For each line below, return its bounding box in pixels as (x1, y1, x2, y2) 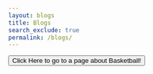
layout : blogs (8, 11, 55, 20)
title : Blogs (8, 19, 52, 27)
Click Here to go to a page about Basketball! (12, 57, 142, 65)
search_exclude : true (8, 26, 80, 34)
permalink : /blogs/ (8, 33, 73, 42)
